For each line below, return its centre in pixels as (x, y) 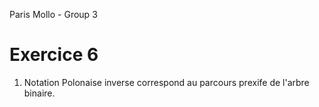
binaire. (39, 93)
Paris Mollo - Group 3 (53, 14)
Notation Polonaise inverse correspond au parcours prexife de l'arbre (166, 82)
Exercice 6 (54, 55)
